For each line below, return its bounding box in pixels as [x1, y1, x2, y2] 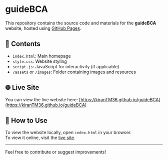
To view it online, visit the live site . [5, 135, 76, 141]
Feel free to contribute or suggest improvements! [5, 149, 106, 155]
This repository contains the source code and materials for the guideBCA [5, 20, 156, 26]
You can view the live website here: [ [5, 96, 81, 103]
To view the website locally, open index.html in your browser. [5, 130, 132, 136]
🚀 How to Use [5, 116, 47, 125]
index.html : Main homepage [12, 53, 71, 59]
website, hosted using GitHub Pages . [5, 25, 81, 31]
